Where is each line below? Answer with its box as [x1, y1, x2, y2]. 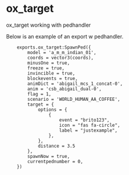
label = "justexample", [59, 127, 118, 133]
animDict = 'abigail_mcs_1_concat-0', [27, 81, 123, 87]
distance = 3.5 [37, 143, 76, 149]
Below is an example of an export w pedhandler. [6, 33, 124, 40]
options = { [37, 106, 67, 113]
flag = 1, [27, 91, 51, 97]
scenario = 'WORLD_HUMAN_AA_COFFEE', [27, 96, 120, 102]
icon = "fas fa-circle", [59, 122, 120, 128]
